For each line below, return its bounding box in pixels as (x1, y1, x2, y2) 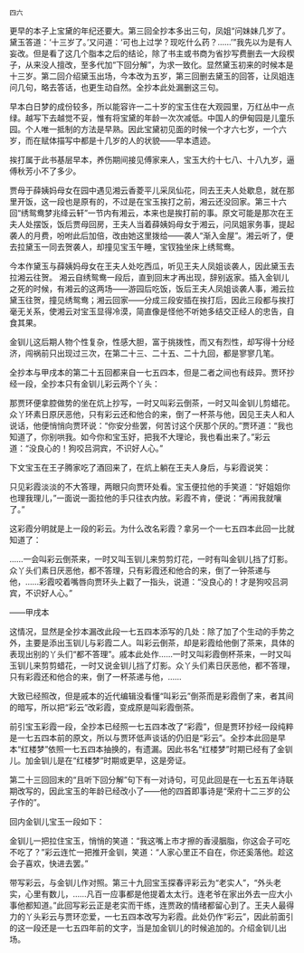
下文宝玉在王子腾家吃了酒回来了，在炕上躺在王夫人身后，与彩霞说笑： (9, 462, 271, 472)
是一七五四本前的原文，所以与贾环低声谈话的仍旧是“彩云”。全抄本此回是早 (9, 732, 287, 743)
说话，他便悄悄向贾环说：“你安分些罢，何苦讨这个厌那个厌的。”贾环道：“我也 (9, 420, 294, 431)
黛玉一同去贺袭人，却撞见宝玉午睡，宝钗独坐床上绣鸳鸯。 (24, 242, 240, 252)
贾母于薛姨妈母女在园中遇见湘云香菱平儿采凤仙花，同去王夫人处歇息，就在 (9, 185, 287, 195)
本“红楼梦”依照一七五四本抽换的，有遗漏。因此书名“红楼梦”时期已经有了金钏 (9, 744, 293, 754)
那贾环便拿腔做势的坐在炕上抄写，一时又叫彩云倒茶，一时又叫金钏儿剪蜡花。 (9, 397, 295, 408)
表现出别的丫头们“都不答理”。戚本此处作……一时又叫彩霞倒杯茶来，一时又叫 (9, 649, 292, 659)
